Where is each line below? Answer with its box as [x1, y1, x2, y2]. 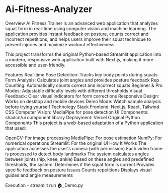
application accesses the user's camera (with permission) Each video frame [5, 145, 162, 151]
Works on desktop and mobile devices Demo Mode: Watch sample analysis [5, 98, 161, 104]
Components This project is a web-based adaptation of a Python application [5, 120, 163, 126]
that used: [5, 125, 26, 131]
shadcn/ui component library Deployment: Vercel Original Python [5, 114, 140, 120]
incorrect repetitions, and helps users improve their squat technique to [5, 36, 151, 42]
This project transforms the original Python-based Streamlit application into [5, 51, 162, 57]
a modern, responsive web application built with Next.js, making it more [5, 56, 153, 62]
